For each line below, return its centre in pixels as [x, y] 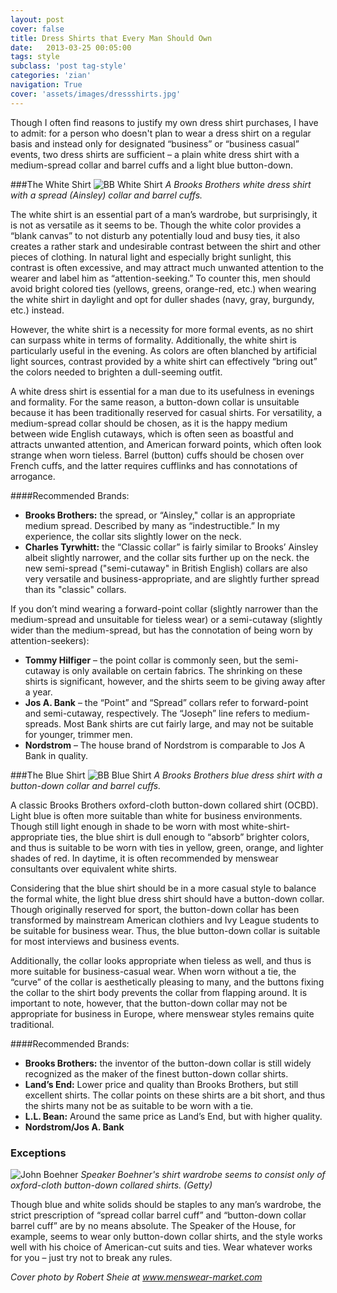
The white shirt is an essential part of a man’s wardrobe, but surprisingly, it [164, 214]
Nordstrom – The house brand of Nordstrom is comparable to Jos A [165, 745]
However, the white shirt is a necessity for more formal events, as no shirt [162, 329]
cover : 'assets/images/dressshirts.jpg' [96, 94]
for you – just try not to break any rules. [91, 1257]
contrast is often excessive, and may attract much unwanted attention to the [167, 267]
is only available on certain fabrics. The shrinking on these [182, 670]
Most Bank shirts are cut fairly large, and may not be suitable [188, 723]
